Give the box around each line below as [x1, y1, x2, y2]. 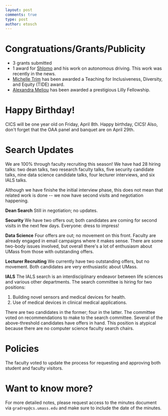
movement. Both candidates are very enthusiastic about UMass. [5, 264, 138, 270]
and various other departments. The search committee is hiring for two [5, 279, 152, 285]
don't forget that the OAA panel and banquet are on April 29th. [5, 127, 135, 133]
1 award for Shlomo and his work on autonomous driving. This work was [12, 65, 162, 71]
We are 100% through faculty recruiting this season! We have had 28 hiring [5, 161, 161, 167]
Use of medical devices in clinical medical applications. [12, 299, 127, 306]
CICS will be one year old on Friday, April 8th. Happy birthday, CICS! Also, [5, 121, 158, 127]
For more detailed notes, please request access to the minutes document [5, 399, 157, 405]
